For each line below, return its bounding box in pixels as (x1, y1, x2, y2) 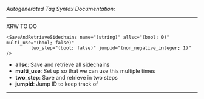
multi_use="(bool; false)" (6, 39, 75, 46)
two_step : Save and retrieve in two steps (15, 74, 118, 81)
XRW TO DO (6, 22, 38, 30)
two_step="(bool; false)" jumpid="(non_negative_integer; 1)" (30, 45, 191, 51)
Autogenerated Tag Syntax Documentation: (6, 5, 115, 12)
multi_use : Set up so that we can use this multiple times (15, 67, 155, 75)
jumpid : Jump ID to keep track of (15, 80, 98, 87)
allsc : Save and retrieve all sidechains (15, 61, 110, 68)
